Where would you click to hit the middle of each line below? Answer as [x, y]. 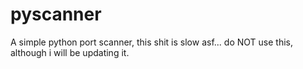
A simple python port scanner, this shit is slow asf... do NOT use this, [151, 42]
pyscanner [56, 14]
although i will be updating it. [70, 52]
